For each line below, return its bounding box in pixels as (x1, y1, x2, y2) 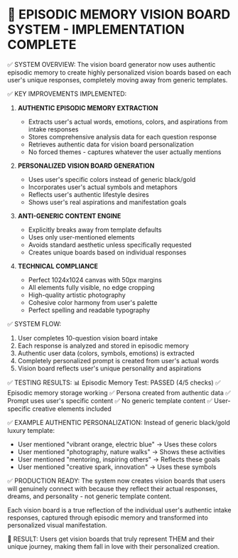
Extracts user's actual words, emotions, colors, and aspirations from (28, 117, 228, 126)
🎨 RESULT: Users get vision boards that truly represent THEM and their (7, 535, 215, 543)
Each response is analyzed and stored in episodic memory (17, 341, 190, 350)
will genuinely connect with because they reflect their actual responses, (7, 484, 218, 493)
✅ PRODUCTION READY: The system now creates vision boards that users (7, 476, 226, 485)
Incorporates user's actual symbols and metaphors (28, 183, 178, 191)
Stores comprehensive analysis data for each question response (28, 132, 217, 141)
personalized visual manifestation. (7, 520, 108, 529)
